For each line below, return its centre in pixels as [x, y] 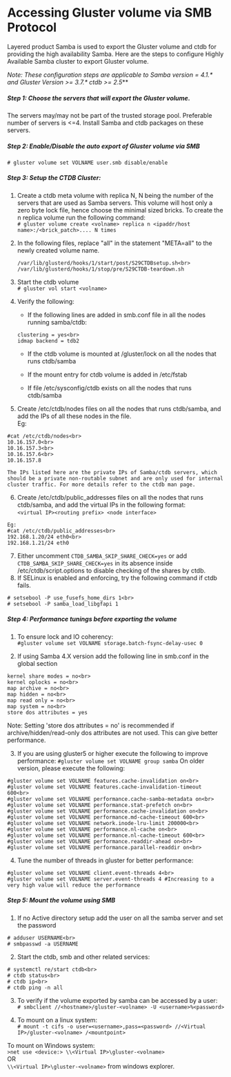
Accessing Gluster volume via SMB [110, 13]
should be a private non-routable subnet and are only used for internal [115, 478]
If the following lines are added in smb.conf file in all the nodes [117, 315]
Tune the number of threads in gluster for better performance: [105, 860]
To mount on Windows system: [51, 1045]
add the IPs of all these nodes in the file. [74, 416]
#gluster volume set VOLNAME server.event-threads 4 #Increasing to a [111, 879]
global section [37, 663]
